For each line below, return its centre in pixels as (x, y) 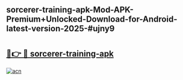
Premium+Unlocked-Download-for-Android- (92, 20)
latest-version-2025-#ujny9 (60, 29)
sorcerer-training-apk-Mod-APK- (70, 10)
